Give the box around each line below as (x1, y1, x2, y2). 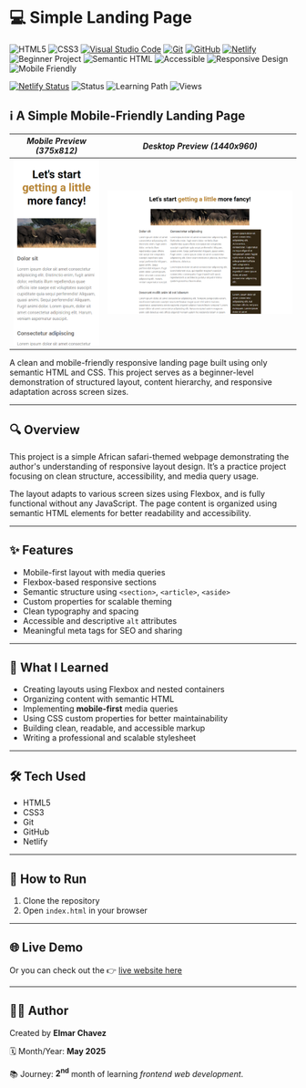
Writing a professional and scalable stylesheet (22, 732, 197, 743)
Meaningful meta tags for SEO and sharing (22, 625, 183, 636)
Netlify (22, 836, 48, 847)
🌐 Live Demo (9, 940, 84, 956)
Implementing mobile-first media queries (22, 703, 178, 714)
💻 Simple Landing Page (9, 7, 193, 28)
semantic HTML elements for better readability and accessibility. (9, 507, 252, 518)
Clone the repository (22, 896, 100, 907)
